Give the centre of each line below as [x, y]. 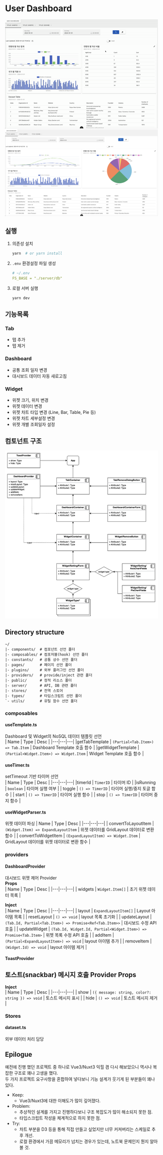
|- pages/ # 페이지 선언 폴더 [38, 665]
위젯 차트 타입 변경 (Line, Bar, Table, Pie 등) [54, 412]
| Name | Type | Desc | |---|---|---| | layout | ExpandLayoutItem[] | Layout [78, 910]
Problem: [21, 1106]
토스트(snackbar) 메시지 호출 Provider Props [71, 975]
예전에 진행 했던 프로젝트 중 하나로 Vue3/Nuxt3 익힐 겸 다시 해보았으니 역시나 [78, 1067]
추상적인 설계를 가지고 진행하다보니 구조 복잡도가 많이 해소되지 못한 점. [86, 1112]
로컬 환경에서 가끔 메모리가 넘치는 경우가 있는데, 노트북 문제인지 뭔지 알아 [89, 1141]
